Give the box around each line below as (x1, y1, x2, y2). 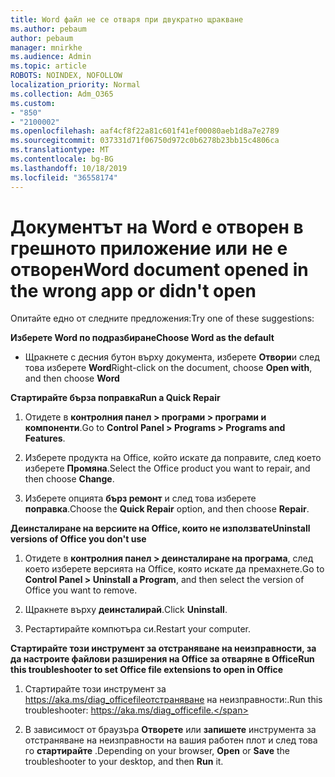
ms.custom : (10, 98, 56, 108)
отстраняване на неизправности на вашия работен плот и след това (24, 734, 318, 746)
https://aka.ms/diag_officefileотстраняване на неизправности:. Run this (24, 694, 323, 706)
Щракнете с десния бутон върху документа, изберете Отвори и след (24, 351, 320, 363)
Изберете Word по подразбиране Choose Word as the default (10, 332, 275, 344)
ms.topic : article (10, 61, 87, 71)
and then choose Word (24, 372, 120, 385)
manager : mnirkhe (10, 42, 83, 53)
